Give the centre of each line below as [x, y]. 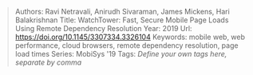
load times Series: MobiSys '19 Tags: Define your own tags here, [121, 54]
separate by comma [48, 62]
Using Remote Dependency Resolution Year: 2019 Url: [103, 28]
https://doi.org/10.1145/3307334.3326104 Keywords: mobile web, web [130, 37]
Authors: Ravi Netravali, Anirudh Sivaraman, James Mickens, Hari [123, 12]
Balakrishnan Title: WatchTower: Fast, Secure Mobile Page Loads [122, 20]
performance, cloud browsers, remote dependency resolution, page [126, 45]
